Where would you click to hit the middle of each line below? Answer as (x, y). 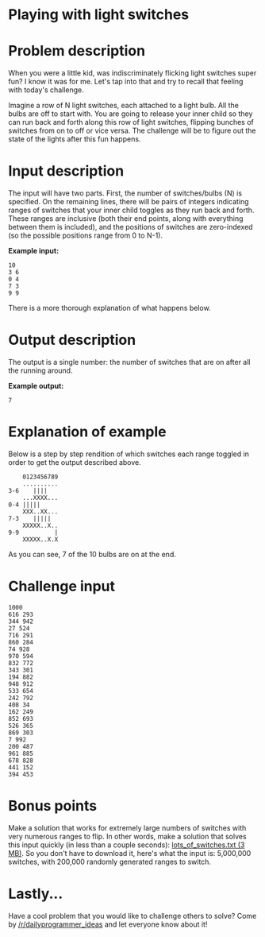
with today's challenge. (46, 90)
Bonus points (53, 806)
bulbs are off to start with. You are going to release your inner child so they (131, 114)
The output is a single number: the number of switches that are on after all (130, 362)
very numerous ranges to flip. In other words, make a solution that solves (128, 836)
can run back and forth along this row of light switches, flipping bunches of (131, 122)
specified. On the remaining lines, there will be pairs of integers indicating (129, 202)
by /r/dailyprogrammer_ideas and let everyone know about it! (108, 924)
